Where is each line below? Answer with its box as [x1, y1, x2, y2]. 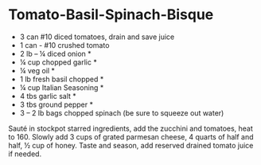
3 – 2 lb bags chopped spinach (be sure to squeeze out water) [19, 108, 224, 117]
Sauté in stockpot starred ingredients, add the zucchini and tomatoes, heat [8, 124, 253, 133]
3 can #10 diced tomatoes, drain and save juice [19, 32, 175, 41]
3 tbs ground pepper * [19, 100, 94, 109]
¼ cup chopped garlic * [19, 57, 97, 67]
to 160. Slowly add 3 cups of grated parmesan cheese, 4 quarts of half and [8, 132, 254, 141]
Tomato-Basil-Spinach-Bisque [8, 6, 214, 24]
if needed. [8, 149, 42, 159]
